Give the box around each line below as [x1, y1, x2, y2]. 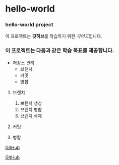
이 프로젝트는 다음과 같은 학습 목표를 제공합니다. [5, 47, 114, 54]
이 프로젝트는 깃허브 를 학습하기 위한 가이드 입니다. [5, 33, 102, 39]
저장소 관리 [12, 59, 35, 66]
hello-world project [5, 21, 54, 28]
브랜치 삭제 [20, 112, 42, 119]
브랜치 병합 [20, 106, 42, 112]
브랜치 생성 [20, 100, 42, 106]
